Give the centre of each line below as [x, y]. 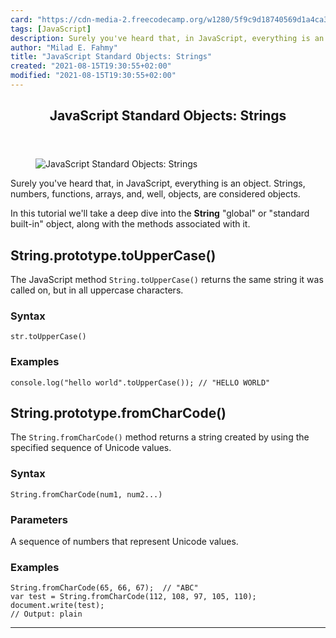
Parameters [39, 519]
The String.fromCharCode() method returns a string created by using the [160, 437]
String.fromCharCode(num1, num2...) [86, 494]
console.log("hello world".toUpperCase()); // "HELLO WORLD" [140, 382]
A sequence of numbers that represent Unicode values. [124, 542]
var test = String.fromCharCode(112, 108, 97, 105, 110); [133, 597]
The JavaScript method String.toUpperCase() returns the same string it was [167, 280]
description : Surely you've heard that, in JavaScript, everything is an [167, 38]
